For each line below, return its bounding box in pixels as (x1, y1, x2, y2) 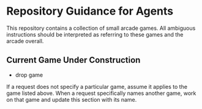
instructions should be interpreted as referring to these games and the (6, 30, 184, 38)
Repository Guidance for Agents (6, 4, 173, 18)
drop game (15, 71, 43, 79)
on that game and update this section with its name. (6, 96, 137, 103)
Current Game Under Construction (6, 55, 141, 65)
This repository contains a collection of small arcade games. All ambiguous (6, 24, 196, 32)
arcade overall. (6, 37, 44, 44)
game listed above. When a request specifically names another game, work (6, 90, 196, 97)
